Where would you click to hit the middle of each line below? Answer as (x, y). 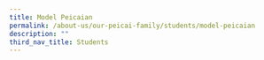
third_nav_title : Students (59, 42)
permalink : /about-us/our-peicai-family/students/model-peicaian (132, 26)
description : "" (39, 34)
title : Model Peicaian (51, 17)
